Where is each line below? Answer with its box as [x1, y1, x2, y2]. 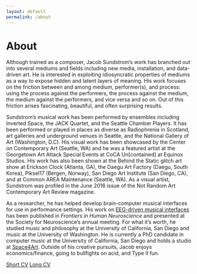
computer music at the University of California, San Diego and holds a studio [6, 237, 192, 244]
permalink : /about [6, 14, 51, 20]
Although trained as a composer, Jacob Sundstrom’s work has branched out [6, 59, 191, 66]
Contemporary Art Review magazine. [6, 188, 96, 195]
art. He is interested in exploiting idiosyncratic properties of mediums [22, 71, 190, 78]
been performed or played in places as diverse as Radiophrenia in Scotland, [6, 126, 190, 133]
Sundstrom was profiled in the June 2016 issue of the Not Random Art [6, 182, 176, 190]
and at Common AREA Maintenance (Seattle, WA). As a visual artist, [6, 176, 171, 183]
